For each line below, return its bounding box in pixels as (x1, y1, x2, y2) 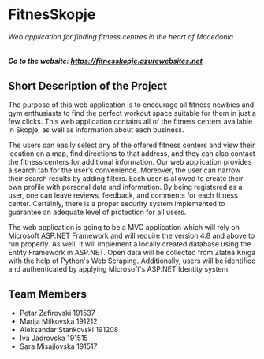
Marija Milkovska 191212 (19, 316, 98, 326)
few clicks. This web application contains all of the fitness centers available (8, 117, 253, 127)
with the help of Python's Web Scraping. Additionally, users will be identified (8, 256, 256, 265)
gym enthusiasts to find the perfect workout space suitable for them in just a (8, 109, 256, 118)
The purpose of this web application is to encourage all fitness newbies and (8, 100, 255, 109)
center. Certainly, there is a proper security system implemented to (8, 199, 225, 209)
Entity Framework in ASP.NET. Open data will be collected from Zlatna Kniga (8, 248, 256, 257)
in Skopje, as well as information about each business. (8, 125, 184, 135)
